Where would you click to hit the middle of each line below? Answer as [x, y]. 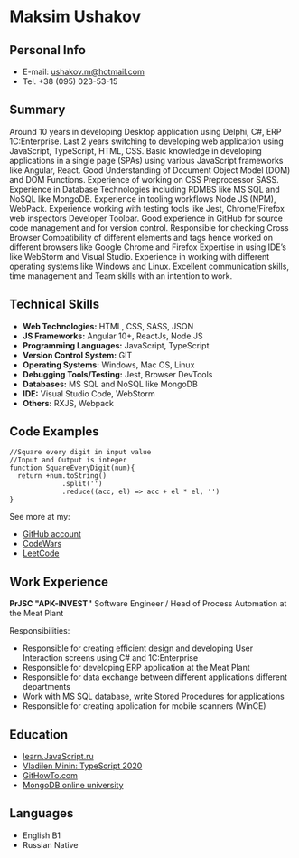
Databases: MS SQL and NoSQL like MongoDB [110, 384]
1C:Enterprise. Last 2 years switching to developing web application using [146, 141]
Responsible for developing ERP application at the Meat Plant [136, 668]
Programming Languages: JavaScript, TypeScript [116, 345]
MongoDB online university [73, 786]
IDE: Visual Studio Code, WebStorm [89, 393]
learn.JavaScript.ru [58, 757]
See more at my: [40, 517]
